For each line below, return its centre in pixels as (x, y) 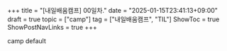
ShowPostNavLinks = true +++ (52, 27)
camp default (27, 41)
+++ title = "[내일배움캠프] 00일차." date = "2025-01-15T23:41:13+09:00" (113, 10)
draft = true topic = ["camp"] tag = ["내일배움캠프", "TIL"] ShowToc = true (113, 19)
